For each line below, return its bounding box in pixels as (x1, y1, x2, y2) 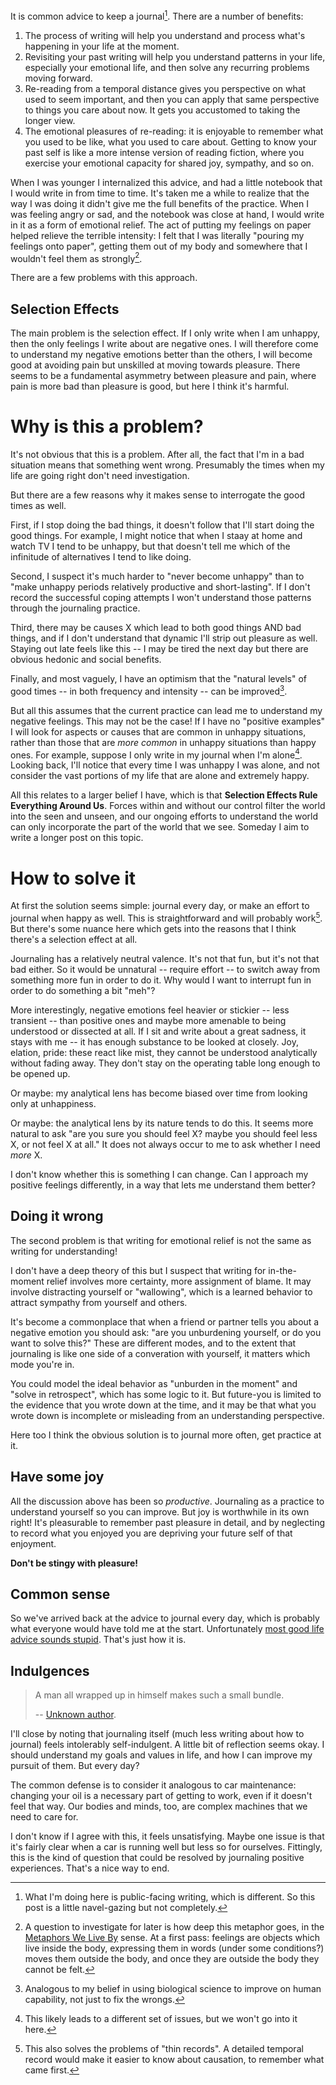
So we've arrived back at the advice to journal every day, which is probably (10, 1612, 320, 1624)
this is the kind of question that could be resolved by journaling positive (10, 1852, 305, 1864)
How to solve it (10, 867, 137, 889)
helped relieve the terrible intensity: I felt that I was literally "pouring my (10, 229, 305, 241)
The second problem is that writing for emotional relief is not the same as (10, 1234, 312, 1246)
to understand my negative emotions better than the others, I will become (10, 349, 313, 361)
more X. (10, 1149, 43, 1161)
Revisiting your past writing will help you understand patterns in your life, (24, 50, 326, 63)
